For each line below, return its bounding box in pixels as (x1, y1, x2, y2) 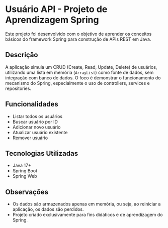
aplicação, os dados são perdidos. (12, 206, 84, 212)
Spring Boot (12, 168, 38, 174)
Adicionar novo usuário (12, 124, 61, 130)
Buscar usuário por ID (12, 119, 58, 125)
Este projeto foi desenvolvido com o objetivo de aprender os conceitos (5, 31, 152, 37)
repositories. (5, 85, 32, 91)
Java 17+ (12, 162, 31, 169)
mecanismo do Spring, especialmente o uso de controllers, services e (5, 80, 150, 86)
